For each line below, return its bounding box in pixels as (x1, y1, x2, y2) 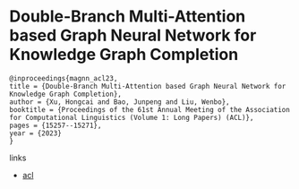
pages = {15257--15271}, (9, 121, 102, 130)
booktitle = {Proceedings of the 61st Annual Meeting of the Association (9, 105, 291, 114)
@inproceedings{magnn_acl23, (9, 73, 118, 82)
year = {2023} (9, 128, 63, 138)
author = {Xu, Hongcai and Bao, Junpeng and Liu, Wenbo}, (9, 97, 230, 107)
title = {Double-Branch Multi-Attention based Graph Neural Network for (9, 82, 286, 90)
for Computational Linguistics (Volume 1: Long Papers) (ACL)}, (9, 113, 254, 122)
